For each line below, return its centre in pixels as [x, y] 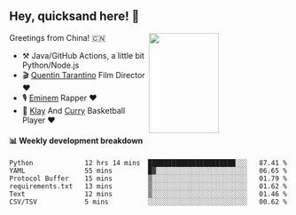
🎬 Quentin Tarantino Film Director [83, 75]
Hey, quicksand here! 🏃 [74, 16]
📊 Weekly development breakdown [76, 141]
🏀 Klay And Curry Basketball [74, 110]
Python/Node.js [51, 65]
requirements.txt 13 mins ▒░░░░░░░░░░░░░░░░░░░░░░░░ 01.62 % [148, 187]
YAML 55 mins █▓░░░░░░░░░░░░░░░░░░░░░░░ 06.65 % [148, 171]
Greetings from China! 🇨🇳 [58, 37]
